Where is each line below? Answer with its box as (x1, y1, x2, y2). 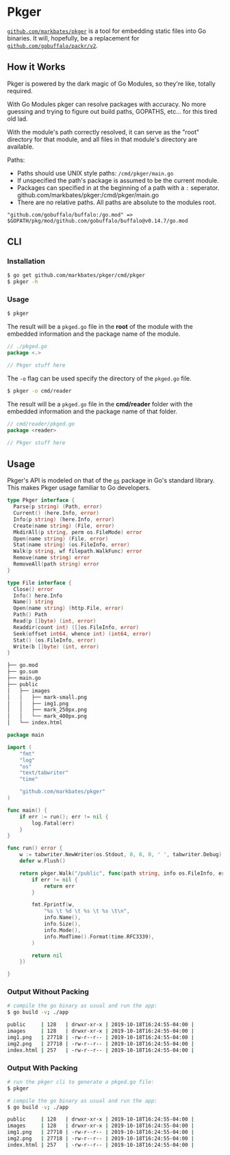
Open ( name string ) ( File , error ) (13, 535, 109, 542)
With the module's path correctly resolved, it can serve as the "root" (7, 127, 200, 136)
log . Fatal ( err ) (31, 820, 75, 827)
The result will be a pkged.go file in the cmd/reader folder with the (7, 400, 193, 408)
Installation (7, 256, 46, 266)
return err (43, 882, 75, 890)
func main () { (7, 807, 48, 814)
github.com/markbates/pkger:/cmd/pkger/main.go (16, 191, 159, 199)
